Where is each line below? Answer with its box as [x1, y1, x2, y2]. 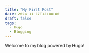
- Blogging [9, 29, 32, 34]
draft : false [5, 16, 32, 21]
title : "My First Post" [5, 7, 53, 12]
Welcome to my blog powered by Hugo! [5, 43, 85, 48]
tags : [5, 20, 16, 26]
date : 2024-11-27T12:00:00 [5, 12, 60, 16]
